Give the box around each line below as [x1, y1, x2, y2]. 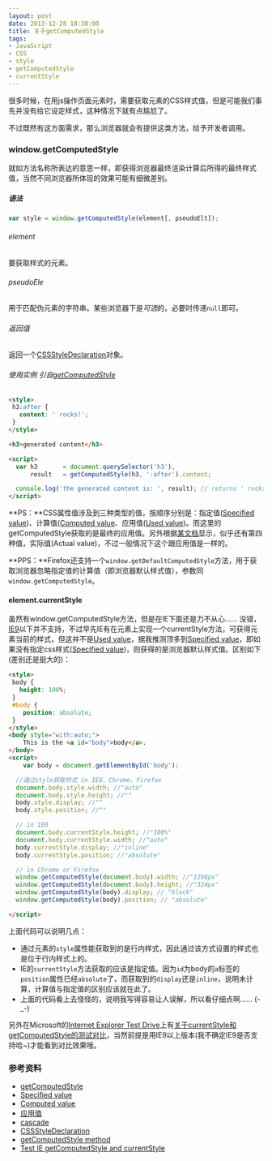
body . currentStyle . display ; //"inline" [15, 843, 151, 852]
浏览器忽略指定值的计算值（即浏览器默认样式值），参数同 [15, 565, 204, 576]
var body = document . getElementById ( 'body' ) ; [23, 761, 180, 769]
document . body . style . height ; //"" [15, 791, 132, 799]
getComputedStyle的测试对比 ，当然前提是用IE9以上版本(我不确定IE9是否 [8, 1030, 251, 1039]
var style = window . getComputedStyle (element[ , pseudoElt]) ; [8, 214, 219, 222]
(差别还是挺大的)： [8, 655, 71, 664]
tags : [8, 34, 27, 43]
